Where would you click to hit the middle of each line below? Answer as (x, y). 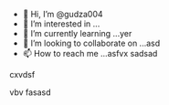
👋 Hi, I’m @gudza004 (63, 14)
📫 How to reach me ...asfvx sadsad (90, 53)
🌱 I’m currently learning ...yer (77, 33)
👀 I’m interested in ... (61, 24)
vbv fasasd (31, 92)
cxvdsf (22, 74)
